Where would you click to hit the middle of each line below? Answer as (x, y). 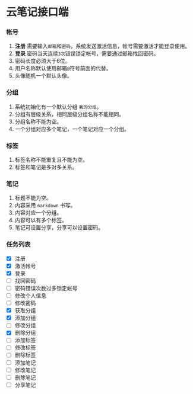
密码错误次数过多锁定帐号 (46, 288)
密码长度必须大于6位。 (42, 61)
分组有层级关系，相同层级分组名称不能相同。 (69, 114)
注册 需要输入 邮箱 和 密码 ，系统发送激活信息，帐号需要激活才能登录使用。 (102, 46)
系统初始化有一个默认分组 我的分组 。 (58, 107)
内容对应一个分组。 (38, 213)
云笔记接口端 (38, 12)
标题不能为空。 (33, 198)
